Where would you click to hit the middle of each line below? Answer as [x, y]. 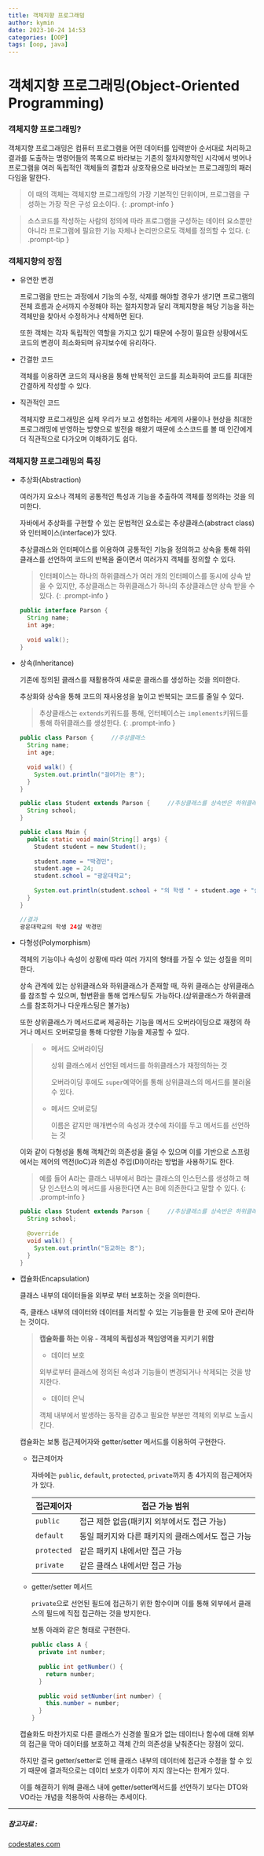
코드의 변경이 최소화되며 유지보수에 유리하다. [88, 342]
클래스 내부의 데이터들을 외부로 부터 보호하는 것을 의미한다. [110, 1296]
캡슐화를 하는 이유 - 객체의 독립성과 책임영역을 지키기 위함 [126, 1339]
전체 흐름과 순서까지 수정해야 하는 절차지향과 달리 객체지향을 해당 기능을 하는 [137, 306]
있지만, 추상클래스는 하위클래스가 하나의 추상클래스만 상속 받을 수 [156, 586]
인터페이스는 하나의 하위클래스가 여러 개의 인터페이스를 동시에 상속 [141, 576]
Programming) [56, 103]
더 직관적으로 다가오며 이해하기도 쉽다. [78, 439]
